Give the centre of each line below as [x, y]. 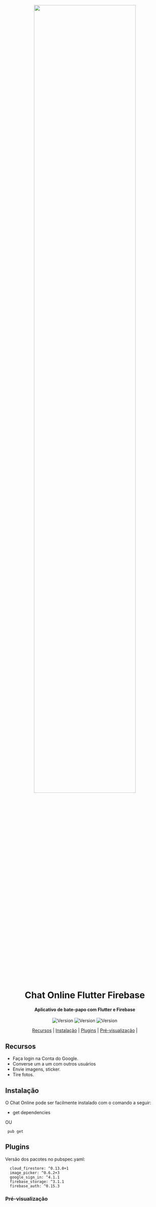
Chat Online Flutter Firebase [85, 995]
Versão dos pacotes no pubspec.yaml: [45, 1159]
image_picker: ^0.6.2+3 [35, 1173]
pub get [15, 1132]
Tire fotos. [23, 1075]
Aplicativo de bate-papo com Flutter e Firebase [85, 1010]
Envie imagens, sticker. [36, 1069]
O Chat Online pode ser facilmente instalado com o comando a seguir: [78, 1103]
